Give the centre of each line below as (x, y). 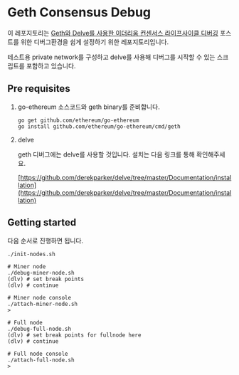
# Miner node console (39, 297)
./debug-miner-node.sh (41, 273)
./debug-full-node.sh (39, 329)
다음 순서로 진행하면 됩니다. (46, 241)
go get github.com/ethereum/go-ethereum (78, 120)
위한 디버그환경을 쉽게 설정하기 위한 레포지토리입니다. (95, 42)
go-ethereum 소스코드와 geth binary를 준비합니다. (89, 107)
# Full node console (38, 354)
